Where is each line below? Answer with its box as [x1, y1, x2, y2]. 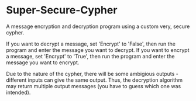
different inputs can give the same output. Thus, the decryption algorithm [6, 76, 183, 83]
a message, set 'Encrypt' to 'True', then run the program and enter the [6, 53, 175, 60]
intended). [6, 89, 31, 96]
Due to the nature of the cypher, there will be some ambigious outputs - [6, 70, 178, 77]
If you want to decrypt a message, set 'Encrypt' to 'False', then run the [6, 40, 176, 47]
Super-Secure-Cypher [6, 4, 118, 17]
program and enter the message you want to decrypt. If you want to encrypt [6, 46, 190, 53]
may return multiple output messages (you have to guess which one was [6, 82, 181, 89]
